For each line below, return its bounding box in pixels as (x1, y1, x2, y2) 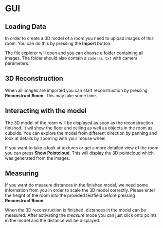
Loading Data (5, 22, 46, 31)
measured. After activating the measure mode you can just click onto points (5, 212, 157, 218)
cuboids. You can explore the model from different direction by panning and (5, 130, 157, 136)
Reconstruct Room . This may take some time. (5, 92, 97, 98)
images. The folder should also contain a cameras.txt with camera (5, 55, 138, 61)
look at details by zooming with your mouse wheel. (5, 135, 107, 141)
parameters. (5, 61, 30, 66)
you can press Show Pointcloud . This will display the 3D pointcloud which (5, 150, 154, 156)
